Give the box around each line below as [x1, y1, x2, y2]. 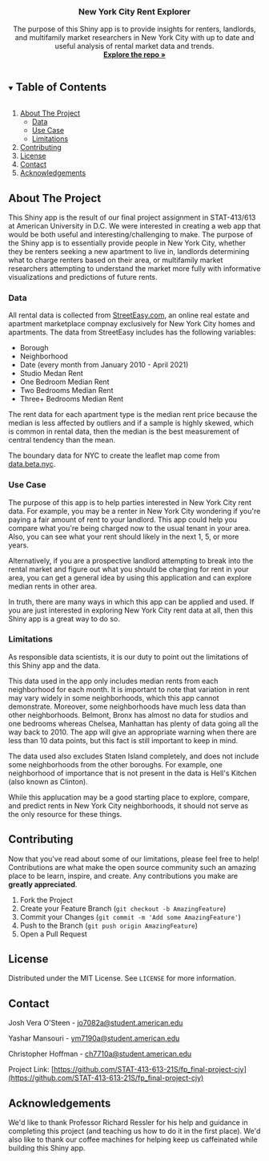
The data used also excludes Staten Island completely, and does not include [8, 751, 259, 761]
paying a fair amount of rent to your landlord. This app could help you [8, 515, 238, 524]
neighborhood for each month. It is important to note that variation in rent [8, 684, 250, 694]
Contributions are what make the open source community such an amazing [8, 862, 256, 872]
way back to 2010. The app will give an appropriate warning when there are [8, 727, 257, 737]
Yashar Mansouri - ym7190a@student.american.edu [8, 1034, 180, 1043]
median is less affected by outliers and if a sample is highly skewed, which [8, 419, 254, 428]
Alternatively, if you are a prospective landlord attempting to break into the [8, 556, 254, 565]
